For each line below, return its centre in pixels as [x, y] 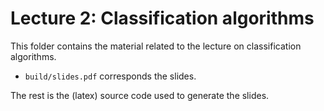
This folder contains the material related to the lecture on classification [156, 46]
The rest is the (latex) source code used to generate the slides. [140, 95]
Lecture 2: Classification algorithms [162, 18]
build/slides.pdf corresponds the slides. [110, 76]
